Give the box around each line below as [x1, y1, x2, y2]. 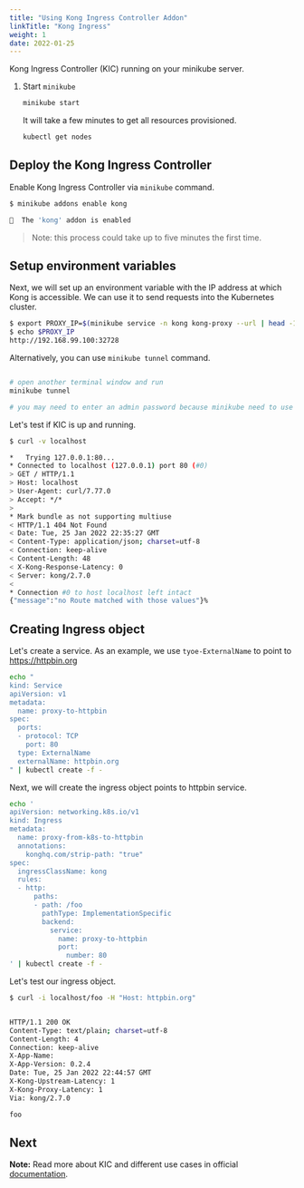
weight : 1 [9, 30, 47, 39]
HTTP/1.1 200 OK [9, 1018, 71, 1027]
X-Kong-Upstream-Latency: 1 [9, 1076, 116, 1086]
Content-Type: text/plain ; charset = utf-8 [9, 1026, 168, 1035]
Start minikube [22, 81, 76, 92]
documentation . [9, 1169, 69, 1180]
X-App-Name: [9, 1051, 54, 1061]
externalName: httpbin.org [17, 756, 119, 766]
